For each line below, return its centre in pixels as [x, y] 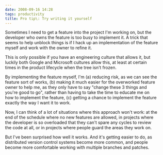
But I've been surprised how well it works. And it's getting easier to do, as [79, 137]
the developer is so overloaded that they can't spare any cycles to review [78, 122]
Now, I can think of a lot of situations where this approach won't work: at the [81, 112]
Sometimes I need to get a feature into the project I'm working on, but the [78, 33]
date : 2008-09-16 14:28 [29, 9]
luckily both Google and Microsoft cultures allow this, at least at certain [76, 62]
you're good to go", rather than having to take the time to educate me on [77, 92]
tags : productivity [25, 14]
